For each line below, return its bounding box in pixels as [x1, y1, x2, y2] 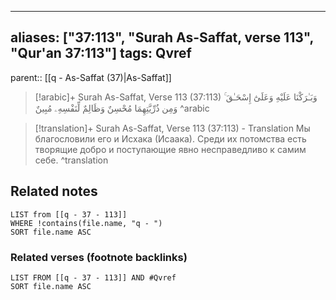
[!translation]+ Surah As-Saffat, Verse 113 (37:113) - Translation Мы [34, 122, 311, 134]
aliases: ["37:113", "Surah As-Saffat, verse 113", [10, 29, 314, 46]
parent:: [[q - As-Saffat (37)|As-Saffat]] [10, 71, 172, 83]
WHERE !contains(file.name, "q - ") [10, 218, 163, 228]
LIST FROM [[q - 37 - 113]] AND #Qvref [10, 272, 177, 283]
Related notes [10, 183, 98, 200]
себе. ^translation [34, 154, 109, 166]
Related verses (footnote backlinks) [10, 250, 188, 264]
